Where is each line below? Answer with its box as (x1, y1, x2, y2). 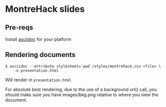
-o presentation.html (14, 68, 59, 73)
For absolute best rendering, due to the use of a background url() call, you (5, 86, 157, 92)
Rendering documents (5, 51, 76, 59)
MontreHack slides (5, 3, 85, 15)
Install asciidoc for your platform (5, 36, 72, 42)
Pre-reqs (5, 23, 33, 32)
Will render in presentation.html (5, 77, 72, 83)
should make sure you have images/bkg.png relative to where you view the (5, 92, 159, 98)
